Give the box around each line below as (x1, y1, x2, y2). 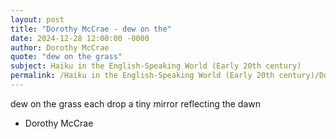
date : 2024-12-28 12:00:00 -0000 (10, 33, 150, 43)
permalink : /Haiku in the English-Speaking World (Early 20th (10, 71, 275, 81)
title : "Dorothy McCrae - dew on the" (10, 24, 172, 34)
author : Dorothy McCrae (10, 42, 110, 53)
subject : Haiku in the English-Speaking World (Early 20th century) (10, 61, 302, 71)
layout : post (10, 14, 65, 25)
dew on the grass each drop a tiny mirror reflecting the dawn (10, 97, 262, 110)
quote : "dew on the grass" (10, 52, 123, 62)
